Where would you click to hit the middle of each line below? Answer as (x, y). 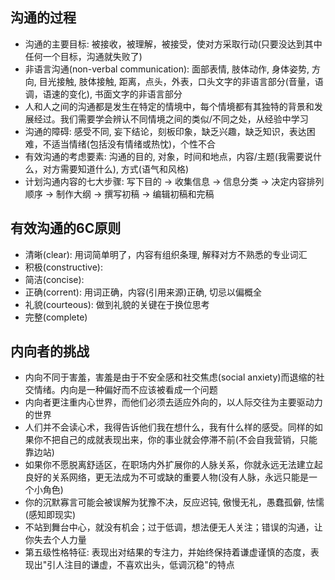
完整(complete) (56, 317)
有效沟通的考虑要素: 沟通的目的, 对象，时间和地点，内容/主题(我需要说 (168, 156)
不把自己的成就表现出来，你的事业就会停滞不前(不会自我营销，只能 (180, 440)
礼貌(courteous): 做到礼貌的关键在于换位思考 (117, 304)
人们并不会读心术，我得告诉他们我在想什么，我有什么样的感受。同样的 (169, 427)
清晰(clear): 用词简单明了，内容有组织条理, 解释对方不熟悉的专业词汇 (166, 254)
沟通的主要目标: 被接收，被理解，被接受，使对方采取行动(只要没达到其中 (173, 44)
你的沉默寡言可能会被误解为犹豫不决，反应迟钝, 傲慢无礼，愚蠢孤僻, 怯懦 (174, 502)
